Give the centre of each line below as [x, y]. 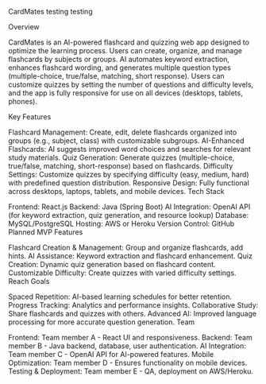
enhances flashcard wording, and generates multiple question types [120, 68]
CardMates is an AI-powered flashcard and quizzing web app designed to [129, 42]
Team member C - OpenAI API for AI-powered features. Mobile [111, 354]
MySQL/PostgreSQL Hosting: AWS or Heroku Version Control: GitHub [121, 223]
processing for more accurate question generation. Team [102, 322]
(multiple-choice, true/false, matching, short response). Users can [116, 76]
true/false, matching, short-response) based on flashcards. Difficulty [121, 166]
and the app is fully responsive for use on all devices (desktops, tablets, [126, 93]
